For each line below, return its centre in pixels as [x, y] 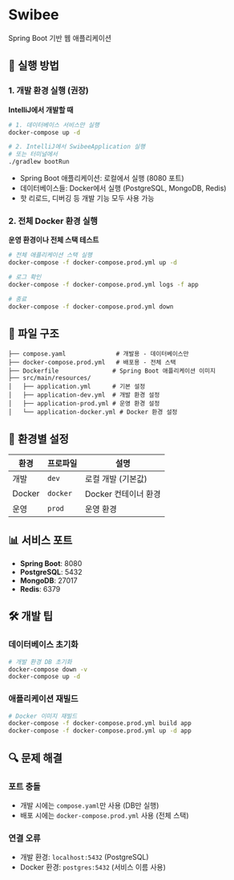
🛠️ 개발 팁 [31, 616]
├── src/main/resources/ [50, 378]
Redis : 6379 [40, 589]
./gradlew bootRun [39, 162]
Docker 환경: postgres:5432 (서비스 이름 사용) [93, 867]
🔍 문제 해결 [35, 758]
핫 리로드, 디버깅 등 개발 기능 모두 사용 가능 [87, 198]
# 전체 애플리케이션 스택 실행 [50, 255]
